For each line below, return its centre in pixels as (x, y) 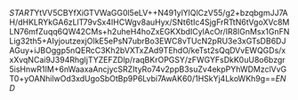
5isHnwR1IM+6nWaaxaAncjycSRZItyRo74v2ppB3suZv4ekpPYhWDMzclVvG (148, 69)
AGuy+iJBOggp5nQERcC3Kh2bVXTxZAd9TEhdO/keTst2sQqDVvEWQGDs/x (148, 50)
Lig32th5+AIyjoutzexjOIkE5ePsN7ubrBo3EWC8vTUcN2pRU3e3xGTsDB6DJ (148, 41)
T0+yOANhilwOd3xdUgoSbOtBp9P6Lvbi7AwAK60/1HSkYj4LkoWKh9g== (142, 78)
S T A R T (22, 13)
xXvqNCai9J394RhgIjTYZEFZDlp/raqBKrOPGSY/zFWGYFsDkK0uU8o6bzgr (148, 60)
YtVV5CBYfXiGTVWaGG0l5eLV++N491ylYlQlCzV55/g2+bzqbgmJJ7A (161, 13)
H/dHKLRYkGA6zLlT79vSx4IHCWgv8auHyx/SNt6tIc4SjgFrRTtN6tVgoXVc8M (149, 22)
